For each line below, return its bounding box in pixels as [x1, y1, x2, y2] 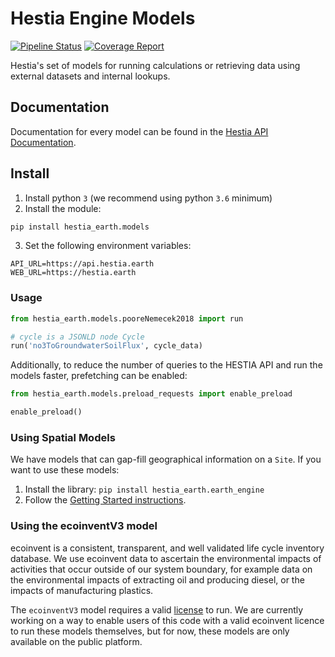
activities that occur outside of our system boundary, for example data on [10, 563, 313, 575]
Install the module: [24, 202, 102, 214]
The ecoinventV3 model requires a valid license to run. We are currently [10, 603, 304, 616]
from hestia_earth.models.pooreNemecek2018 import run [10, 313, 244, 324]
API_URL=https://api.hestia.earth [10, 259, 155, 269]
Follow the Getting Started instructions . [24, 494, 187, 506]
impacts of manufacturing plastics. [10, 584, 154, 596]
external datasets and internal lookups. [10, 70, 171, 82]
